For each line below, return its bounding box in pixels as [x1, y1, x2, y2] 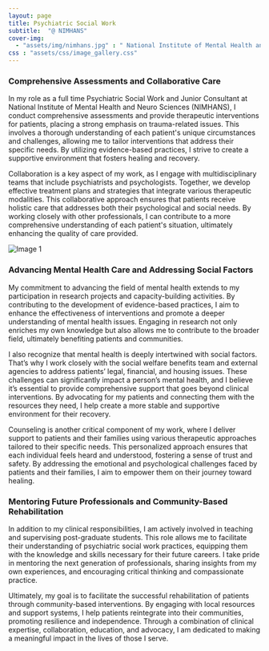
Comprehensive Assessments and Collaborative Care [8, 75, 222, 87]
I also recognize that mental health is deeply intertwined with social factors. [8, 349, 258, 359]
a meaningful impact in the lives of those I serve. [8, 633, 169, 643]
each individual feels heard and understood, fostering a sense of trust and [8, 450, 253, 460]
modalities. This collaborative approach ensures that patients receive [8, 194, 236, 205]
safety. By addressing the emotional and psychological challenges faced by [8, 458, 258, 468]
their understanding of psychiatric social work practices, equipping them [8, 541, 248, 551]
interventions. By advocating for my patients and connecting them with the [8, 392, 255, 401]
